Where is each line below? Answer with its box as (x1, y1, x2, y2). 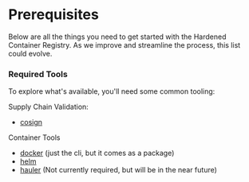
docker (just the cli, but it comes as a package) (19, 149, 175, 158)
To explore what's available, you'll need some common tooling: (8, 87, 215, 96)
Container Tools (8, 133, 61, 142)
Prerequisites (8, 6, 100, 24)
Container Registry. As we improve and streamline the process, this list (8, 40, 241, 49)
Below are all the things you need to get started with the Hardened (8, 32, 227, 41)
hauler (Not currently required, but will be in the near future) (19, 165, 218, 175)
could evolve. (8, 48, 53, 58)
